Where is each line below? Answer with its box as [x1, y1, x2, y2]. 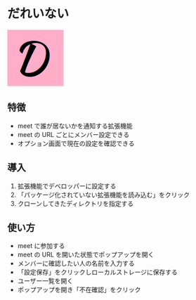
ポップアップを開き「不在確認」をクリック [17, 285, 141, 294]
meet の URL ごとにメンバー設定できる [17, 130, 130, 138]
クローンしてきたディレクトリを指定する [17, 199, 134, 207]
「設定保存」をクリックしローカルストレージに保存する [17, 268, 178, 277]
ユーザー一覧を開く [17, 277, 74, 285]
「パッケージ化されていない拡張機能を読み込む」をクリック [17, 190, 190, 199]
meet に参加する [17, 242, 65, 250]
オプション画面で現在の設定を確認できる [17, 139, 135, 148]
